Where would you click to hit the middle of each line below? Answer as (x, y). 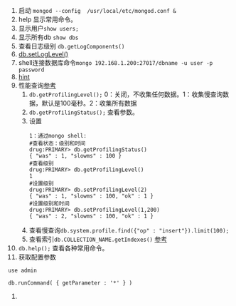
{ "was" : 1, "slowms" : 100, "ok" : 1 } (91, 196)
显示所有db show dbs (48, 37)
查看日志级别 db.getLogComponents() (71, 46)
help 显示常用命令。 (48, 19)
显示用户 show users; (48, 28)
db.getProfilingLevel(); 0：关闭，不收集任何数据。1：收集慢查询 (126, 94)
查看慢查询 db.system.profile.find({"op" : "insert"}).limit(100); (129, 230)
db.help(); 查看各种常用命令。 (63, 248)
